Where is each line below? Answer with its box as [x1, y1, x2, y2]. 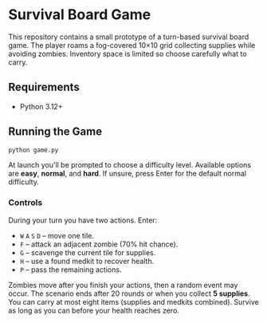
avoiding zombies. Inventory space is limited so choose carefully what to [8, 49, 247, 58]
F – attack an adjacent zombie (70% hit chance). [19, 239, 179, 249]
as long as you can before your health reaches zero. [8, 305, 179, 315]
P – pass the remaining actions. [19, 265, 122, 274]
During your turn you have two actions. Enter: [8, 215, 158, 225]
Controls [8, 197, 43, 208]
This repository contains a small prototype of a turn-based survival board [8, 32, 249, 41]
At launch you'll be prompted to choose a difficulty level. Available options [8, 160, 252, 170]
